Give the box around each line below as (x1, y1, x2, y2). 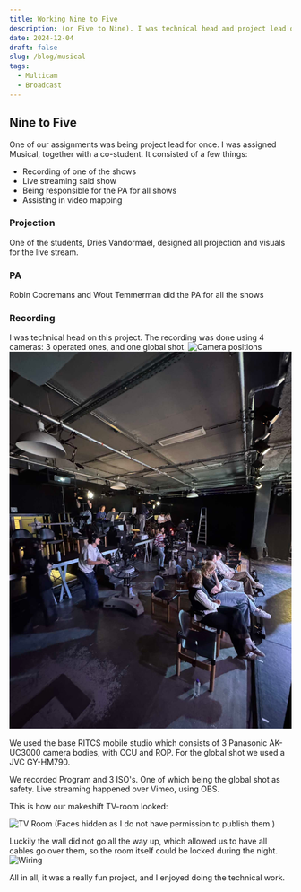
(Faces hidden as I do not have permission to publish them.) (54, 818, 276, 829)
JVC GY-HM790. (9, 756, 71, 767)
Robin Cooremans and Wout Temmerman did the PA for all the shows (9, 290, 264, 301)
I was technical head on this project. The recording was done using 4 (9, 332, 265, 343)
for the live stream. (9, 247, 79, 258)
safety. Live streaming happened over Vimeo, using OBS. (9, 783, 219, 794)
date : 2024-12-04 (9, 33, 74, 42)
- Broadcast (17, 81, 63, 90)
